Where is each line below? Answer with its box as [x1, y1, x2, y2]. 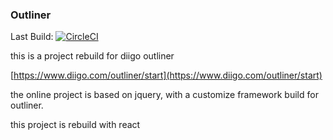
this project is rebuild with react [10, 119, 141, 131]
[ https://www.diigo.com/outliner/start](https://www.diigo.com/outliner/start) [10, 69, 323, 82]
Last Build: [10, 31, 54, 43]
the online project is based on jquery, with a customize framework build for [10, 89, 319, 101]
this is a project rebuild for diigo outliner [10, 50, 175, 62]
